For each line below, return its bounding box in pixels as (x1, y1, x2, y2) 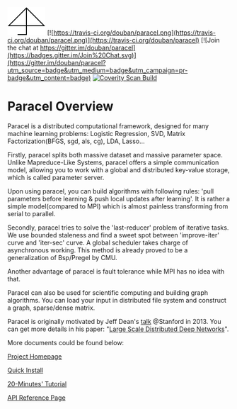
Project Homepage (7, 352, 62, 361)
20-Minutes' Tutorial (7, 379, 67, 388)
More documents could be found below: (7, 338, 125, 347)
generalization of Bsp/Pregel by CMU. (7, 253, 118, 262)
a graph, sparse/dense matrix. (7, 303, 96, 312)
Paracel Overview (7, 99, 114, 115)
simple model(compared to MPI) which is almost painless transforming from (7, 202, 229, 211)
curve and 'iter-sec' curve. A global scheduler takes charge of (7, 238, 189, 247)
